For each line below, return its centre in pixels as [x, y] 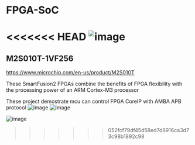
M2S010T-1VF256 [40, 58]
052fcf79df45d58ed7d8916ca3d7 [148, 130]
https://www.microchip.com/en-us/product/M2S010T [70, 72]
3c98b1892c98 [126, 137]
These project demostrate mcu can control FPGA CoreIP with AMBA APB [94, 101]
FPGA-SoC [32, 10]
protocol [16, 108]
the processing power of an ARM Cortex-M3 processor [73, 90]
